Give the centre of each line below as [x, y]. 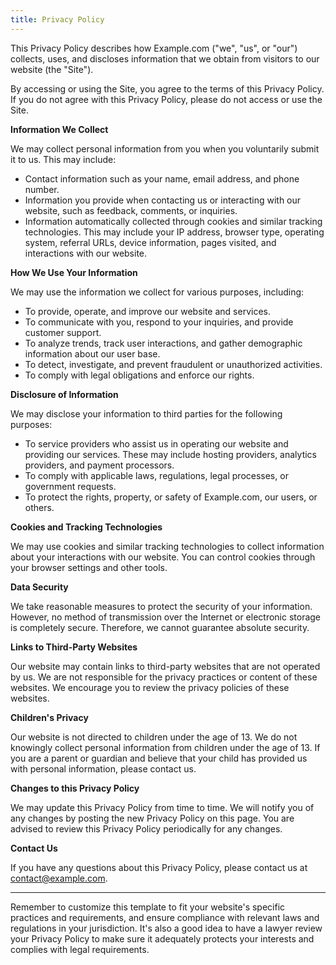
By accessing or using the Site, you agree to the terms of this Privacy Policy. [167, 88]
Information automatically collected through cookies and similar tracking [173, 221]
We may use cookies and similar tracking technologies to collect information [167, 546]
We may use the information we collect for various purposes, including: [157, 292]
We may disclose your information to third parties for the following [146, 413]
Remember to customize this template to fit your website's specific [148, 907]
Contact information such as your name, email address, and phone [162, 178]
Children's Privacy [49, 717]
